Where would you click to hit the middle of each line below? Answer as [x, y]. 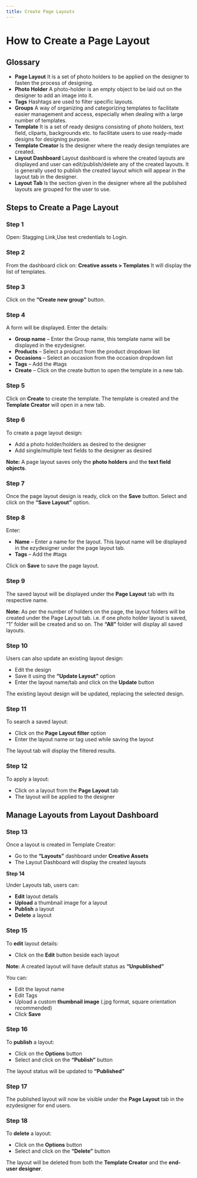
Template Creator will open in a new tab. [56, 404]
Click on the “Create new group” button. [56, 299]
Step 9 [16, 581]
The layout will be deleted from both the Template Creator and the [87, 1163]
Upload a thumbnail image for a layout [61, 903]
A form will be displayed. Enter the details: [57, 328]
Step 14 [16, 874]
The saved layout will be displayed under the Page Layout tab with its [90, 594]
